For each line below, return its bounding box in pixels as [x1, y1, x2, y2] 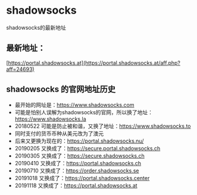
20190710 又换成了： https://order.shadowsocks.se [14, 167, 139, 174]
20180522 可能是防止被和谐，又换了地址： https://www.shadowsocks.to [14, 122, 192, 130]
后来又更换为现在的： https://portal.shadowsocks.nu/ [14, 137, 144, 144]
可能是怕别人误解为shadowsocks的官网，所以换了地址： [14, 108, 154, 116]
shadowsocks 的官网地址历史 [6, 84, 116, 95]
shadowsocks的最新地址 [6, 24, 67, 31]
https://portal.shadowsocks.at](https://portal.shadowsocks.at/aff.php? [8, 59, 180, 66]
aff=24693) [6, 65, 35, 73]
